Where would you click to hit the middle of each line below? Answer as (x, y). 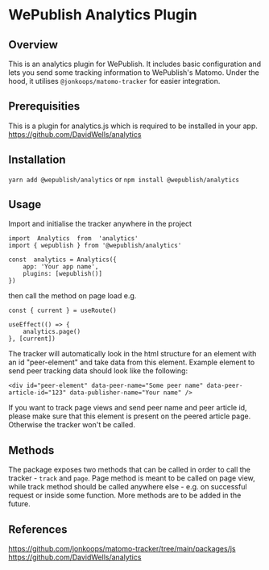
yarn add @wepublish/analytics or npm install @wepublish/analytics (124, 179)
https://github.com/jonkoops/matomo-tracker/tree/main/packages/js (122, 549)
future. (19, 504)
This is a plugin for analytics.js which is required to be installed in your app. (133, 126)
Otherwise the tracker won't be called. (72, 425)
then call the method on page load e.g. (72, 296)
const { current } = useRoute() (62, 311)
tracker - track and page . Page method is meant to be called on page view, (132, 478)
